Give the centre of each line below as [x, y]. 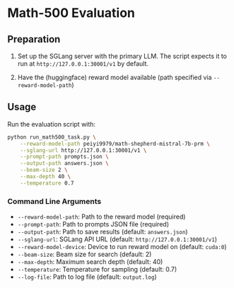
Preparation [34, 39]
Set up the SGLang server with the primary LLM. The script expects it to [122, 56]
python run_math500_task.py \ [52, 137]
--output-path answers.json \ [65, 163]
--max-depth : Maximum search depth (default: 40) [90, 262]
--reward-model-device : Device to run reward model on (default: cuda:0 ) [122, 247]
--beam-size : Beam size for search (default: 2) [84, 254]
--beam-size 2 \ [44, 170]
